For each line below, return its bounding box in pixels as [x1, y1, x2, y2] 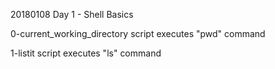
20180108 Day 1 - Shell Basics [10, 9, 134, 20]
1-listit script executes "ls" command [10, 47, 162, 59]
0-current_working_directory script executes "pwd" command [10, 28, 266, 39]
